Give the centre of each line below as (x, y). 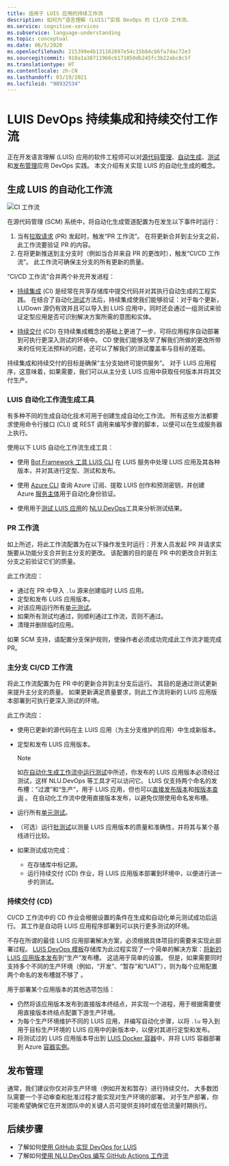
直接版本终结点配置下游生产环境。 (71, 1012)
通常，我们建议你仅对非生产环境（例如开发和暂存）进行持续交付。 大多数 (110, 1088)
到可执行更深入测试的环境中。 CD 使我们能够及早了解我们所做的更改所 (116, 340)
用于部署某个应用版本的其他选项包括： (61, 989)
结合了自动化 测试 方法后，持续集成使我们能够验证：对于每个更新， (130, 300)
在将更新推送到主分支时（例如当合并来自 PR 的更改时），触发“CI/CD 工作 (119, 253)
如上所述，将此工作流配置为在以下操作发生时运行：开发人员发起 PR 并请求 (111, 544)
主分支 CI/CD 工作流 (40, 667)
